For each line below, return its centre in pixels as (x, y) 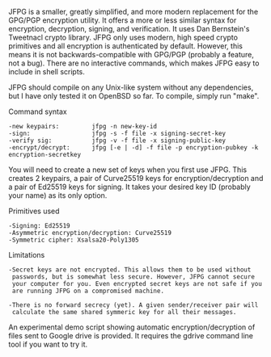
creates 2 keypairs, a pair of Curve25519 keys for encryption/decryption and (136, 178)
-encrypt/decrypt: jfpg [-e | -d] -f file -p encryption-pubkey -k (133, 148)
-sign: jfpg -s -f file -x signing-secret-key (117, 133)
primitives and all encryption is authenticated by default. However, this (125, 46)
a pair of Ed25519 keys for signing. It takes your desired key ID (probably (129, 187)
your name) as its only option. (58, 195)
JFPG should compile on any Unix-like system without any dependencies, (131, 87)
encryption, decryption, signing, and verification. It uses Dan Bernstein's (129, 29)
